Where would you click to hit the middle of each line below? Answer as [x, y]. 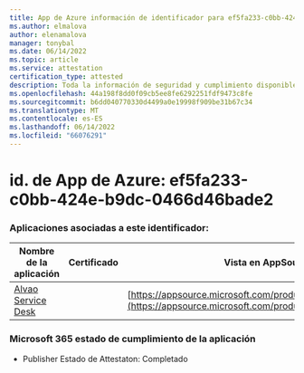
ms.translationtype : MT [54, 110]
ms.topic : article [44, 60]
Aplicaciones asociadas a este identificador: [109, 227]
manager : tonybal [42, 43]
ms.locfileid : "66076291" [58, 136]
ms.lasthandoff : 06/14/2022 [62, 128]
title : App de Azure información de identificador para [117, 18]
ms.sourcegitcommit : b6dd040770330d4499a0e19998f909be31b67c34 [131, 102]
